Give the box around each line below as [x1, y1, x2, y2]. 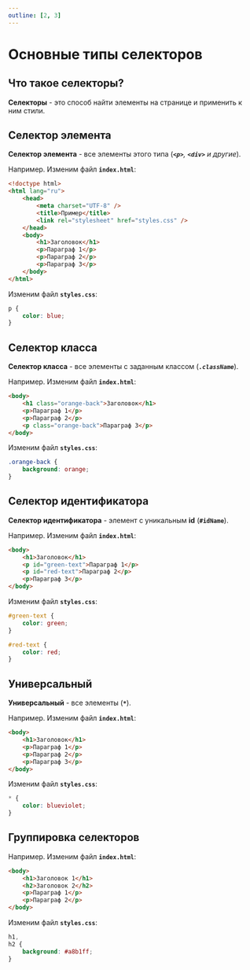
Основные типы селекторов [8, 45, 203, 63]
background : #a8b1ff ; [22, 947, 93, 956]
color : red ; [22, 648, 61, 656]
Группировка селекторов [8, 831, 140, 844]
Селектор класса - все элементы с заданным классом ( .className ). [8, 362, 239, 371]
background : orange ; [22, 466, 90, 474]
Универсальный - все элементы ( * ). [8, 698, 131, 708]
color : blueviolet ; [22, 802, 86, 810]
